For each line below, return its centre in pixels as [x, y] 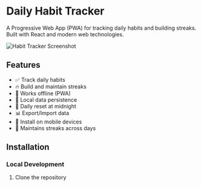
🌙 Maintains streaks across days [55, 128]
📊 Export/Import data [42, 113]
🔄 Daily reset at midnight [46, 106]
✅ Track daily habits [40, 79]
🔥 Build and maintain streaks [50, 87]
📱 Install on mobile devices [48, 122]
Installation [28, 147]
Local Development [35, 165]
